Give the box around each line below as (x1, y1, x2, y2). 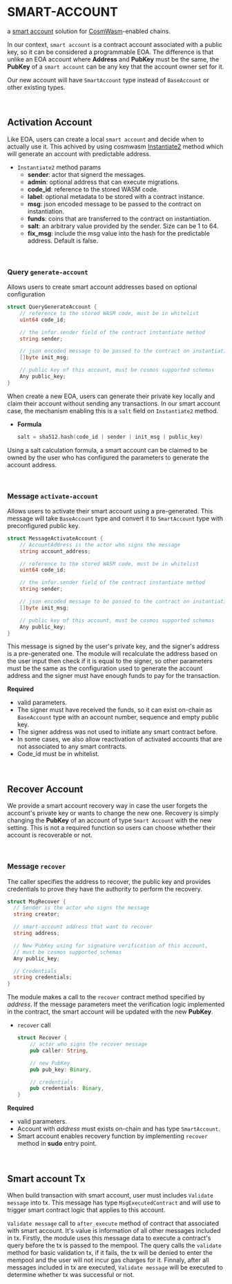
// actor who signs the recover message (30, 1041, 148, 1048)
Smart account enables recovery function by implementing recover (17, 1132, 209, 1140)
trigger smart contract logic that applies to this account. (7, 1206, 166, 1214)
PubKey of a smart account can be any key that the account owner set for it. (7, 62, 224, 70)
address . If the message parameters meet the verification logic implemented (7, 1000, 225, 1009)
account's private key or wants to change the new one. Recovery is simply (7, 809, 219, 818)
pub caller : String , (30, 1047, 89, 1054)
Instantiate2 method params (17, 163, 101, 171)
